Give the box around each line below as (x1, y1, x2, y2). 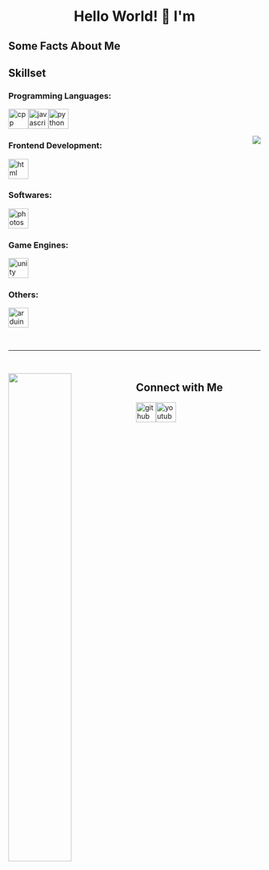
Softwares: (8, 190, 52, 201)
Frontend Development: (8, 140, 102, 151)
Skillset (8, 66, 46, 79)
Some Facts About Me (8, 39, 121, 53)
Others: (8, 289, 38, 300)
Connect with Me (135, 381, 223, 394)
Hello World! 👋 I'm (73, 7, 196, 26)
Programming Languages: (8, 90, 112, 101)
